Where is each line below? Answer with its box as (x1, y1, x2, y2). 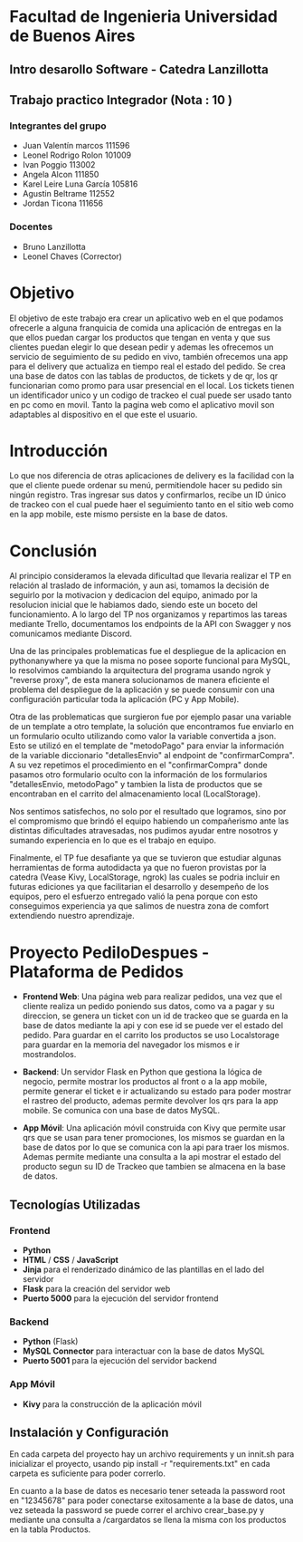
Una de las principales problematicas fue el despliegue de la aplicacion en (9, 646, 287, 657)
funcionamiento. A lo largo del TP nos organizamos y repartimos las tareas (9, 609, 288, 620)
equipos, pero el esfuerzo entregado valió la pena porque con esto (9, 891, 258, 902)
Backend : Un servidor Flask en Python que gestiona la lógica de (22, 1066, 262, 1077)
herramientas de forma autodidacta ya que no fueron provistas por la (9, 863, 267, 873)
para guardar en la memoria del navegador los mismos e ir (22, 1039, 241, 1050)
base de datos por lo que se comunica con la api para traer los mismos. (22, 1142, 289, 1152)
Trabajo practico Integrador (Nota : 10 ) (9, 92, 233, 108)
